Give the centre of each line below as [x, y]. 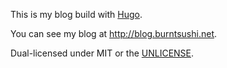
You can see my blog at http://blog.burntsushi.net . [114, 33]
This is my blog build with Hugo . [76, 14]
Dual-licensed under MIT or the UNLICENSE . [102, 53]
